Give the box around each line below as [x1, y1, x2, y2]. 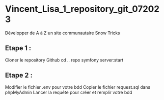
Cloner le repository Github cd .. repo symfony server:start [5, 57, 124, 63]
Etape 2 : [5, 71, 33, 80]
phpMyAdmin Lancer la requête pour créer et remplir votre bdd [5, 89, 133, 95]
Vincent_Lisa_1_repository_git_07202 [5, 3, 160, 15]
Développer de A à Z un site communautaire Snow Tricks [5, 30, 120, 36]
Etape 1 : [5, 44, 31, 52]
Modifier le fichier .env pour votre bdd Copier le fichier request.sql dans [5, 84, 151, 90]
